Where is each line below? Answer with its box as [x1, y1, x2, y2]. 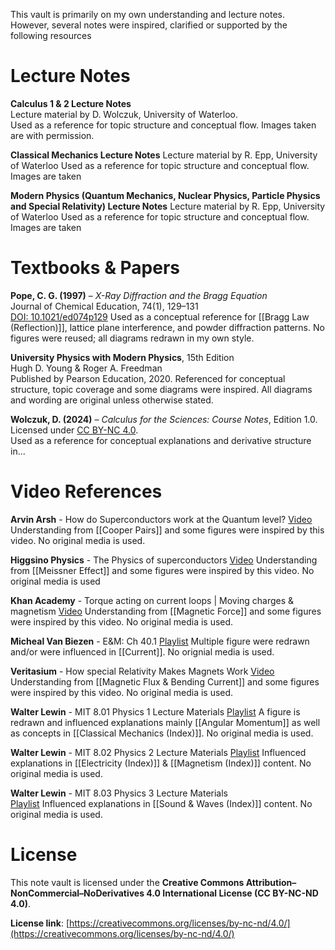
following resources [10, 30, 92, 41]
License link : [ [10, 917, 70, 929]
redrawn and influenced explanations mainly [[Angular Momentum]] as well [10, 716, 321, 728]
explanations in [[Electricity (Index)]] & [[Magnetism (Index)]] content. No [10, 757, 312, 769]
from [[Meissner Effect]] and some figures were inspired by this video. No [10, 564, 315, 576]
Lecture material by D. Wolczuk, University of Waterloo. [10, 108, 238, 120]
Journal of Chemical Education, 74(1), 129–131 [10, 300, 199, 312]
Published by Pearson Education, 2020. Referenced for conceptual [10, 372, 286, 384]
